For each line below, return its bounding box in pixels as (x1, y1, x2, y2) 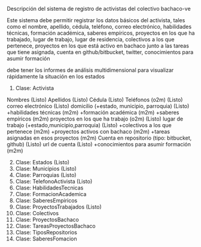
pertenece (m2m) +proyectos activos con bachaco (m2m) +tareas (7, 128, 170, 135)
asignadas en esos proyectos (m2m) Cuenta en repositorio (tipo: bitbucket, (7, 134, 192, 141)
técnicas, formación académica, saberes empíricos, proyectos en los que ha (7, 29, 195, 37)
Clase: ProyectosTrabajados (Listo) (15, 203, 102, 210)
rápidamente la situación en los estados (7, 73, 105, 80)
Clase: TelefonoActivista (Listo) (15, 178, 93, 185)
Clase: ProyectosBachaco (15, 216, 80, 223)
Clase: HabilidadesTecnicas (15, 184, 84, 191)
